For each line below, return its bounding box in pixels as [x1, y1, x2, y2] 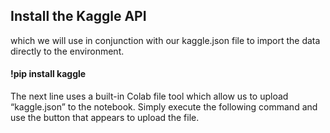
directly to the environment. [10, 45, 125, 57]
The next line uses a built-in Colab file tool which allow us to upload [10, 90, 289, 103]
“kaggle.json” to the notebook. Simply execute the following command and [10, 101, 318, 113]
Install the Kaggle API [10, 8, 147, 25]
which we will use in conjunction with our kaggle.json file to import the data [10, 34, 321, 46]
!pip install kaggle [10, 68, 87, 80]
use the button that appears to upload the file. [10, 112, 200, 124]
